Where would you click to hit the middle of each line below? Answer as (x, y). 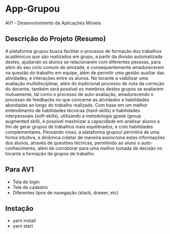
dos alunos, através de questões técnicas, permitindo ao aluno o (73, 143)
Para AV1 (20, 170)
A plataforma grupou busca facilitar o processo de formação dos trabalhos (83, 51)
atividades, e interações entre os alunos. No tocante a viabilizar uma (77, 78)
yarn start (23, 226)
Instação (20, 208)
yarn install (24, 221)
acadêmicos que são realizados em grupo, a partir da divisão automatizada (84, 56)
